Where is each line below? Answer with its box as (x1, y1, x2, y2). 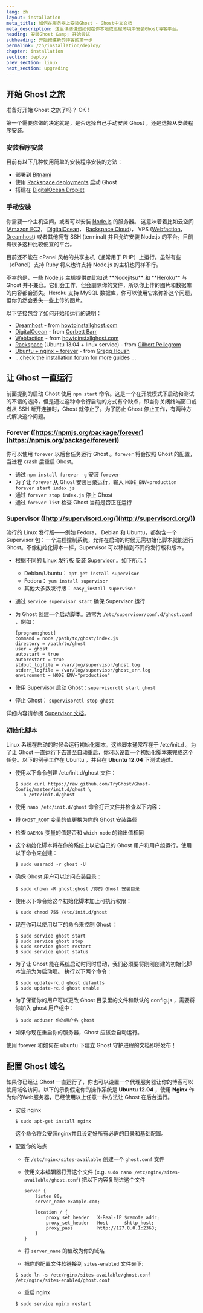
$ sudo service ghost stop (14, 938, 83, 945)
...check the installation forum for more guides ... (14, 354, 137, 361)
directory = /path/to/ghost (14, 641, 86, 647)
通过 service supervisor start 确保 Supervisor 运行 (14, 598, 146, 605)
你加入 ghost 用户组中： (14, 1004, 75, 1011)
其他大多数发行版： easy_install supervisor (24, 585, 136, 592)
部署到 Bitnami (14, 171, 51, 179)
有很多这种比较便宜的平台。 (6, 240, 76, 248)
